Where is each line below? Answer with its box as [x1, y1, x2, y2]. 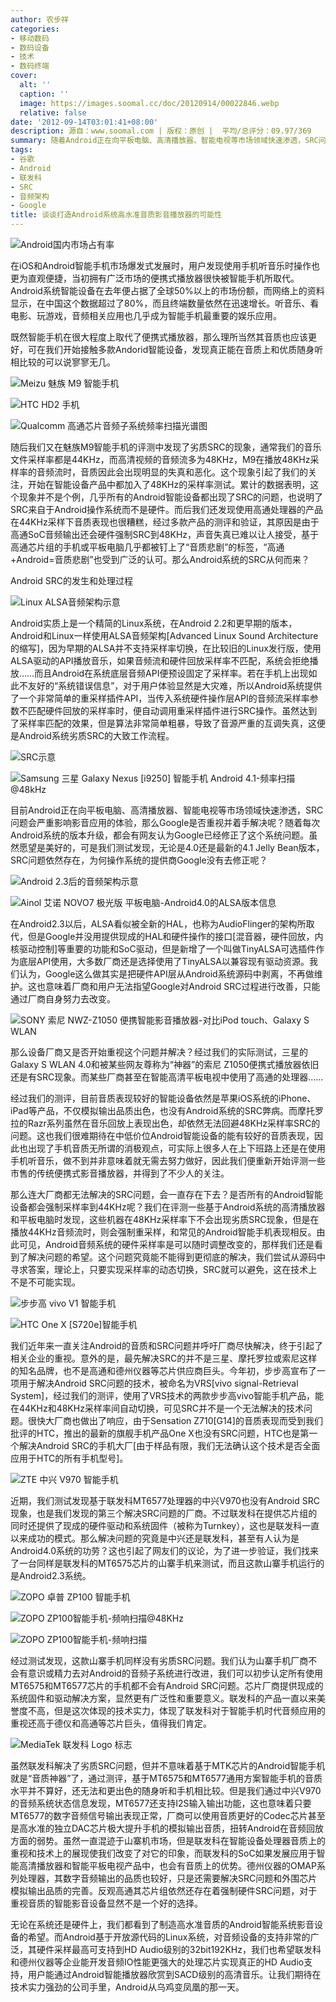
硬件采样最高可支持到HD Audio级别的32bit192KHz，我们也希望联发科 [36, 1944, 322, 1955]
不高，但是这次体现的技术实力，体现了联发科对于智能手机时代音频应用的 [27, 1705, 326, 1716]
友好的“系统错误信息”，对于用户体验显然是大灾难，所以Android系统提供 [27, 680, 323, 691]
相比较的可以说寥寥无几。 [10, 356, 116, 368]
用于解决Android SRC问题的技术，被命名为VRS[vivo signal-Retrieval [18, 1377, 299, 1389]
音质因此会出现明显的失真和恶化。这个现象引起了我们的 [79, 466, 308, 478]
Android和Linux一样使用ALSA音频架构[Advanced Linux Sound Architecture [10, 630, 319, 641]
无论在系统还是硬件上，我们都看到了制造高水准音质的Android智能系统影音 [10, 1919, 315, 1930]
